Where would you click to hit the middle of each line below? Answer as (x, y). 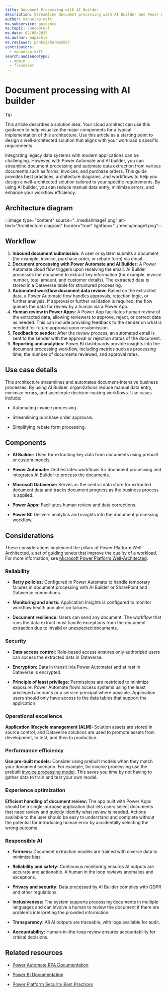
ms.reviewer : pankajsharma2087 (38, 42)
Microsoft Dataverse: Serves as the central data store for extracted (82, 485)
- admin (18, 61)
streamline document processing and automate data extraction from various (83, 166)
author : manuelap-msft (29, 19)
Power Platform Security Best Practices (53, 984)
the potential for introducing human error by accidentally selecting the (77, 822)
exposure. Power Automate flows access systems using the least (79, 687)
